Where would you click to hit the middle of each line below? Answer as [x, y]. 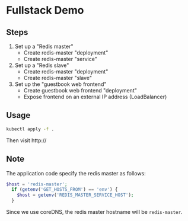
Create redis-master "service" [60, 59]
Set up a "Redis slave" [42, 65]
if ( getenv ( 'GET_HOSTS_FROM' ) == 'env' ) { [65, 190]
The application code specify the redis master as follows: [76, 173]
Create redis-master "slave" [58, 78]
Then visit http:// [26, 140]
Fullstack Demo [45, 10]
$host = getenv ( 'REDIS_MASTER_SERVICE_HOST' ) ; [75, 195]
